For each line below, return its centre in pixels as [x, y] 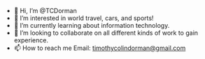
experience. [31, 40]
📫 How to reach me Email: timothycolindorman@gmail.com [100, 48]
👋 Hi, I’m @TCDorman [45, 11]
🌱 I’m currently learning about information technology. [92, 25]
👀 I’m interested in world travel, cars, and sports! [84, 18]
